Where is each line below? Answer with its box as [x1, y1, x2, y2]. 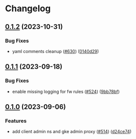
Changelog [5, 3, 51, 14]
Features [5, 117, 27, 124]
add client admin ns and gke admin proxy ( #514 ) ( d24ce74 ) [12, 129, 132, 135]
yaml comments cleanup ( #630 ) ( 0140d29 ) [12, 48, 99, 54]
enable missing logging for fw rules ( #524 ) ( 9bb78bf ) [12, 88, 120, 94]
